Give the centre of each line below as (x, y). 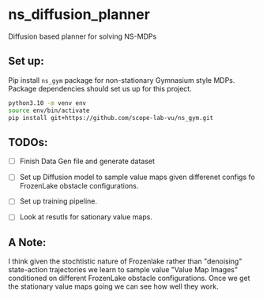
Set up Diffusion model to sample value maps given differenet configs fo (137, 177)
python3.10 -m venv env (47, 103)
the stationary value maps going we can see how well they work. (113, 286)
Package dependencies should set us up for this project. (100, 88)
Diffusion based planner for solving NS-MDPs (83, 36)
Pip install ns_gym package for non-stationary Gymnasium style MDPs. (122, 80)
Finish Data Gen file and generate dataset (87, 161)
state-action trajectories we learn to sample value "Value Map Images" (123, 270)
